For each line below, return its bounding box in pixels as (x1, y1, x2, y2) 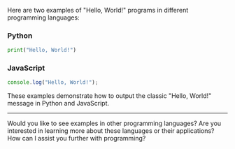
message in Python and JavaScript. (7, 99, 110, 108)
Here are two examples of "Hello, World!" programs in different (7, 6, 189, 14)
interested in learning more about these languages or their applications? (7, 127, 215, 135)
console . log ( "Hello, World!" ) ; (7, 79, 99, 86)
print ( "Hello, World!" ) (7, 47, 77, 54)
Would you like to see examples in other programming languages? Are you (7, 119, 222, 128)
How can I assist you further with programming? (7, 134, 146, 143)
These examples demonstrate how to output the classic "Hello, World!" (7, 92, 212, 100)
